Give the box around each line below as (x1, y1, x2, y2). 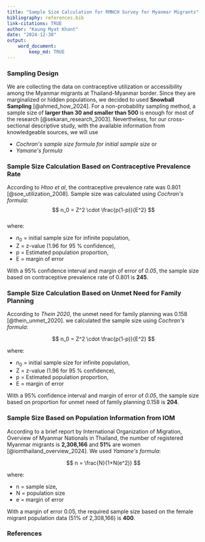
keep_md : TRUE (29, 49, 65, 55)
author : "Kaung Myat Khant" (7, 26, 79, 32)
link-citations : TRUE (7, 20, 62, 26)
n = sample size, (15, 483, 58, 490)
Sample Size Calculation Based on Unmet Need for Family (7, 289, 182, 298)
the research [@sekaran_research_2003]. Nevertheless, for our (7, 116, 167, 123)
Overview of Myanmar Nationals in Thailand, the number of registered (7, 434, 184, 442)
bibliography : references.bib (7, 15, 84, 21)
